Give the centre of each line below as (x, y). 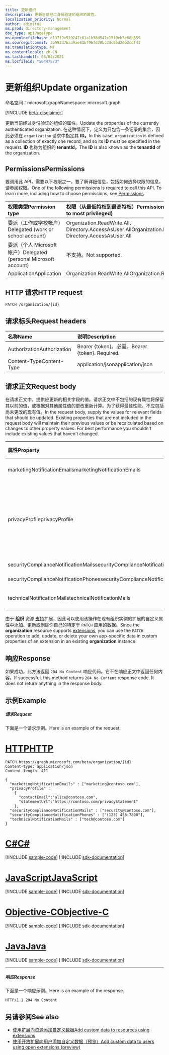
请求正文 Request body (41, 387)
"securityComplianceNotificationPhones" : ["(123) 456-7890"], (77, 815)
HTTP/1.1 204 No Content (31, 1000)
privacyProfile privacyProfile (41, 520)
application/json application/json (115, 364)
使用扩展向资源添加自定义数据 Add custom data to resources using (81, 1030)
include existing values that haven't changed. (52, 434)
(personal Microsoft (31, 259)
